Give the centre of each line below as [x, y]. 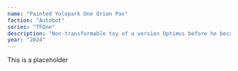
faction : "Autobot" [36, 20]
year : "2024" [27, 40]
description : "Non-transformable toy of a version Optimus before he [112, 33]
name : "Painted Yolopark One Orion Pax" [68, 14]
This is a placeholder [38, 60]
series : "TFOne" [31, 27]
